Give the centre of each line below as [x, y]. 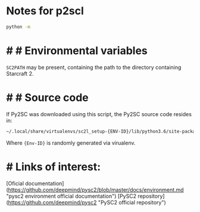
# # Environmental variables [77, 51]
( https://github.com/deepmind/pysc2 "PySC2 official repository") [86, 202]
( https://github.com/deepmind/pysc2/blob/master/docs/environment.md [95, 189]
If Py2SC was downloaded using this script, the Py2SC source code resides [99, 114]
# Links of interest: [54, 166]
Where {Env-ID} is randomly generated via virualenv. [71, 143]
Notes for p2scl [45, 11]
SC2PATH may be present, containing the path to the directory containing [94, 67]
